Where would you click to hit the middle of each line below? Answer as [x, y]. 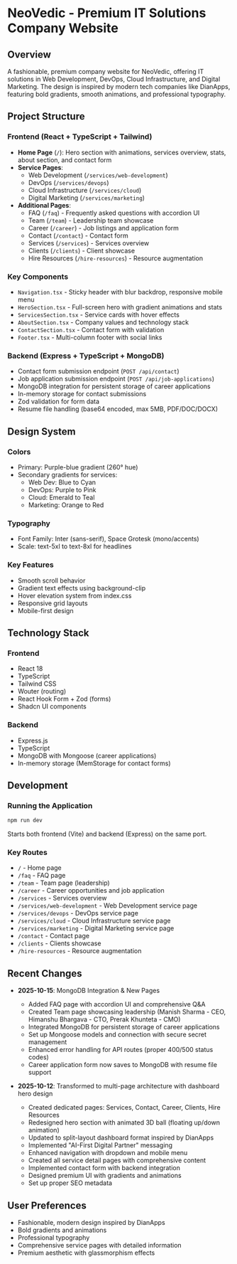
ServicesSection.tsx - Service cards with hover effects [98, 314]
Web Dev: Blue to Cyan [62, 482]
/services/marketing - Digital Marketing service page [96, 928]
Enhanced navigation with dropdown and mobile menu [108, 1153]
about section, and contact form [65, 160]
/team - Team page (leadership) [64, 883]
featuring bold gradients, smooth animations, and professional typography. [116, 94]
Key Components [38, 277]
